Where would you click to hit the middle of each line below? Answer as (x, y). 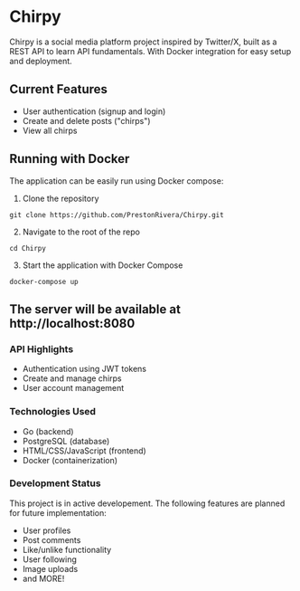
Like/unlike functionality (67, 549)
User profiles (47, 530)
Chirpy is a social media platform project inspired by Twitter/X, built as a (143, 42)
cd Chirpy (28, 248)
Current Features (59, 89)
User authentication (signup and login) (94, 111)
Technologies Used (53, 412)
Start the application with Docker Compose (103, 265)
